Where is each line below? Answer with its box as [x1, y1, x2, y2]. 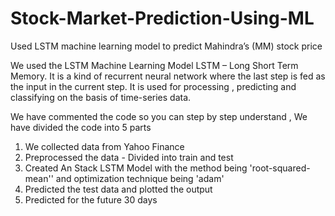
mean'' [24, 172, 54, 184]
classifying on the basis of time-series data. [10, 91, 192, 103]
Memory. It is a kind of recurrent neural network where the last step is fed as [10, 70, 326, 82]
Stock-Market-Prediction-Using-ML [10, 7, 315, 30]
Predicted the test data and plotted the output [24, 183, 213, 195]
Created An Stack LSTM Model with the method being [24, 162, 248, 174]
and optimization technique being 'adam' [55, 172, 225, 184]
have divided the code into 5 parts [10, 121, 152, 133]
